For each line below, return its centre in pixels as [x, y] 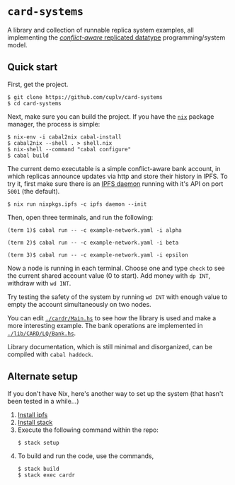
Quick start [33, 68]
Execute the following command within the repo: [88, 430]
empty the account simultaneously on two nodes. [79, 304]
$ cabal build [28, 156]
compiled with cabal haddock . [50, 354]
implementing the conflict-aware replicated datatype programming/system [116, 37]
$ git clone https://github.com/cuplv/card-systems [85, 97]
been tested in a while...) [43, 401]
